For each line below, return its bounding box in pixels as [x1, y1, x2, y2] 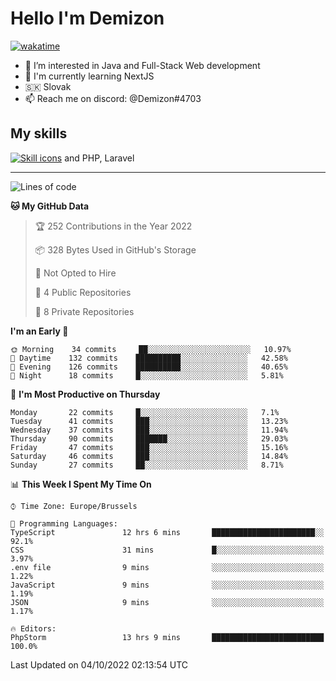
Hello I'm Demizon [10, 7, 165, 30]
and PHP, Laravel [64, 152, 135, 164]
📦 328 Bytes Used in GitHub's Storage [34, 243, 197, 256]
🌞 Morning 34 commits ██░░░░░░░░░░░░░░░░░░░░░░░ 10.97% [10, 344, 292, 354]
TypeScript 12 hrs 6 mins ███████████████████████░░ [10, 527, 325, 537]
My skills [10, 125, 68, 142]
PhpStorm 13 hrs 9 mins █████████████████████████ [10, 632, 325, 642]
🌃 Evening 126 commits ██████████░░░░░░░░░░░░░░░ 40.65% [10, 362, 288, 372]
